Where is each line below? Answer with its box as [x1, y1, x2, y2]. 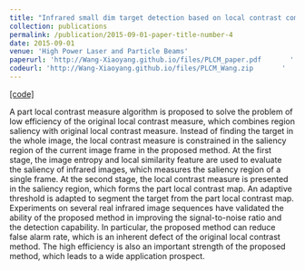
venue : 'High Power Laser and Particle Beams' [9, 47, 189, 56]
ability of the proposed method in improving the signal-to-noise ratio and [9, 212, 282, 223]
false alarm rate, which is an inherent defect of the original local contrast [9, 231, 281, 242]
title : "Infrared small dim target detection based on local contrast [9, 13, 282, 23]
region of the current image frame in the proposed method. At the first [9, 144, 272, 155]
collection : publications [9, 22, 107, 31]
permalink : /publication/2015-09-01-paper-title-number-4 [9, 30, 233, 39]
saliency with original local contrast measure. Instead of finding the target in [9, 125, 294, 136]
